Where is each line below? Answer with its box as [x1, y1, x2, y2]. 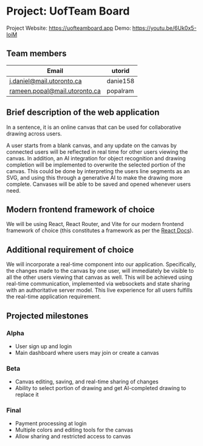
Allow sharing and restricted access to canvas [15, 433, 131, 440]
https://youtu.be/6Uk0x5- [132, 24, 197, 32]
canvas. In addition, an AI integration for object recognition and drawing [6, 154, 186, 162]
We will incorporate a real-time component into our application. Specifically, [6, 261, 196, 268]
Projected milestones [6, 310, 89, 321]
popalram [106, 86, 134, 95]
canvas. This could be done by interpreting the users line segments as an [6, 167, 190, 174]
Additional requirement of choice [6, 244, 134, 255]
